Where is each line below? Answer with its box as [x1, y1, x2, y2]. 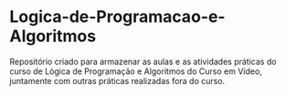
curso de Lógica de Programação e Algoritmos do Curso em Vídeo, [9, 66, 262, 77]
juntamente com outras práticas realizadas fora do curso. [9, 75, 226, 86]
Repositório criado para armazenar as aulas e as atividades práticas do [9, 56, 277, 67]
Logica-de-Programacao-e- [9, 6, 226, 27]
